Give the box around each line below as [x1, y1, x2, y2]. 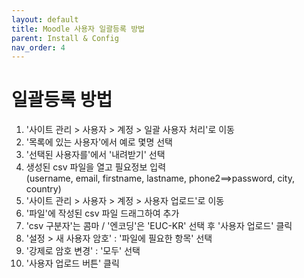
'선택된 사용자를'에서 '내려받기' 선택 [25, 149, 166, 161]
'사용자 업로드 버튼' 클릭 [25, 257, 120, 270]
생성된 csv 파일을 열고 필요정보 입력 [25, 161, 167, 173]
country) [25, 183, 62, 195]
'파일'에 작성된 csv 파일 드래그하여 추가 [25, 207, 180, 220]
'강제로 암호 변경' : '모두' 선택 [25, 245, 141, 257]
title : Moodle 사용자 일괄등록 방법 [11, 24, 146, 34]
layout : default [11, 14, 79, 25]
